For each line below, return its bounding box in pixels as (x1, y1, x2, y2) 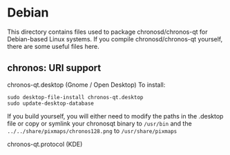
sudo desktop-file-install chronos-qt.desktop (7, 94, 144, 101)
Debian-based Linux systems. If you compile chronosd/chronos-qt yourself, (7, 34, 223, 43)
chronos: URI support (7, 62, 102, 74)
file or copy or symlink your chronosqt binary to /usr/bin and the (7, 119, 192, 127)
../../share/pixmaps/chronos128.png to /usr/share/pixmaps (7, 126, 178, 135)
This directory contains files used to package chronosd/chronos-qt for (7, 28, 208, 36)
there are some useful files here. (7, 42, 100, 50)
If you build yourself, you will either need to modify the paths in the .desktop (7, 112, 224, 120)
